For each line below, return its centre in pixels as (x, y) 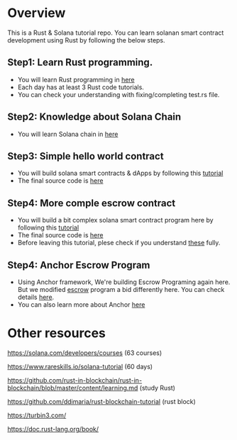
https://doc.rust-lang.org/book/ (53, 429)
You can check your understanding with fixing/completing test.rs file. (118, 94)
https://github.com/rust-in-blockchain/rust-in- (75, 380)
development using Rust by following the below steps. (86, 40)
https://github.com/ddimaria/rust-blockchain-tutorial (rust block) (102, 401)
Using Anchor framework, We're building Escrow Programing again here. (124, 282)
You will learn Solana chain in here (68, 134)
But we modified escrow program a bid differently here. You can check (121, 289)
